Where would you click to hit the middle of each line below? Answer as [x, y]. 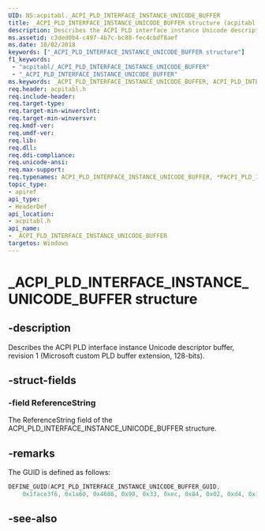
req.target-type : [37, 104]
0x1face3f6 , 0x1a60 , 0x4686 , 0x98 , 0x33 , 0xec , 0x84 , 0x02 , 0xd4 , [134, 495]
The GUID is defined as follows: [60, 473]
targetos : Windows [38, 243]
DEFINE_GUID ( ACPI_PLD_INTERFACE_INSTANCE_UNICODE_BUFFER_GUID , [114, 487]
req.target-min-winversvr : [52, 119]
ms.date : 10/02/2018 [42, 45]
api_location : [32, 214]
